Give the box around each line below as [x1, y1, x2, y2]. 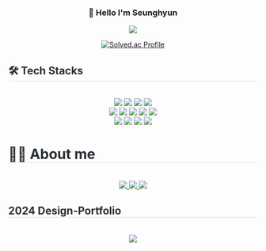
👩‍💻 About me [8, 146, 96, 163]
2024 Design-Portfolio [8, 204, 122, 218]
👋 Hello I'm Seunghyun [88, 7, 178, 18]
